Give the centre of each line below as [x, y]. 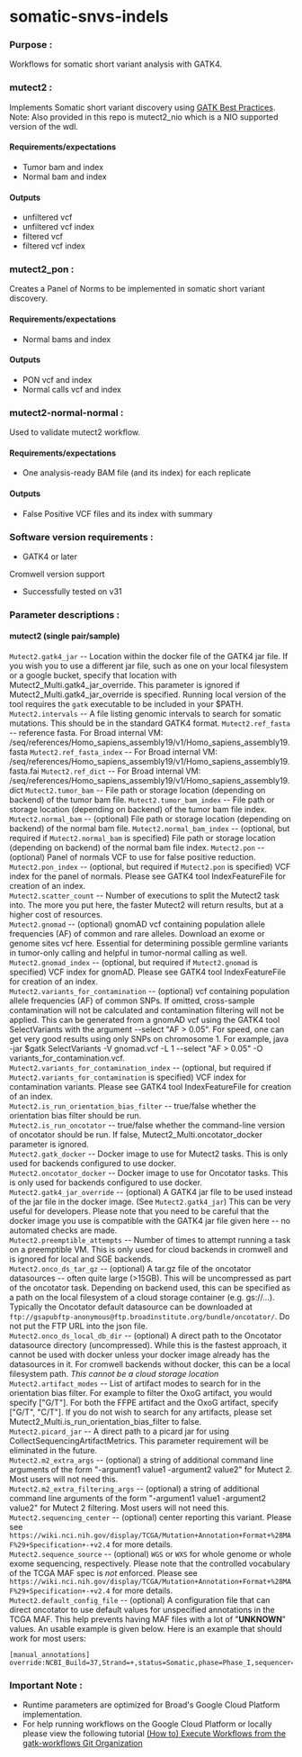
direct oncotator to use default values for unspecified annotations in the [142, 1610]
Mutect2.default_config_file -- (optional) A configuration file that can [140, 1600]
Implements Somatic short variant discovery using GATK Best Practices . [142, 107]
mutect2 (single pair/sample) [65, 636]
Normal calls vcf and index [71, 389]
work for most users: [48, 1639]
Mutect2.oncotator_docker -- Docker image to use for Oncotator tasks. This [149, 1173]
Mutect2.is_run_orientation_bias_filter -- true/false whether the [133, 1106]
